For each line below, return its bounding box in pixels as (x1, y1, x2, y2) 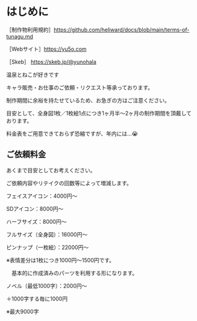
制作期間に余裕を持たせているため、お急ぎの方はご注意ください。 (6, 97, 170, 104)
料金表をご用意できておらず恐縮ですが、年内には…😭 (6, 130, 139, 137)
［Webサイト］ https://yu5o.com (6, 45, 87, 53)
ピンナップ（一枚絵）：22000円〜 (6, 244, 89, 251)
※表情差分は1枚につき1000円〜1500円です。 (6, 256, 115, 264)
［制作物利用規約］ (6, 26, 54, 33)
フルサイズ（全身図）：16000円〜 (6, 230, 88, 238)
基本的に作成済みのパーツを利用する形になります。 (11, 269, 138, 276)
